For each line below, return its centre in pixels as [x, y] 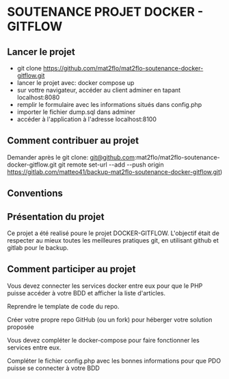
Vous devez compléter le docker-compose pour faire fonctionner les [103, 340]
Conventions [35, 194]
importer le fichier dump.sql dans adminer [76, 112]
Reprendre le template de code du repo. [63, 306]
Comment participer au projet [71, 269]
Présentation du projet [56, 217]
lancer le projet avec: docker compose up [76, 83]
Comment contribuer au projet [73, 141]
